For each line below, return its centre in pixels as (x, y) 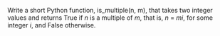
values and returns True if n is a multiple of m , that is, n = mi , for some (110, 18)
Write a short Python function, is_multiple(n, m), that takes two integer (110, 10)
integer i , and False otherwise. (52, 25)
